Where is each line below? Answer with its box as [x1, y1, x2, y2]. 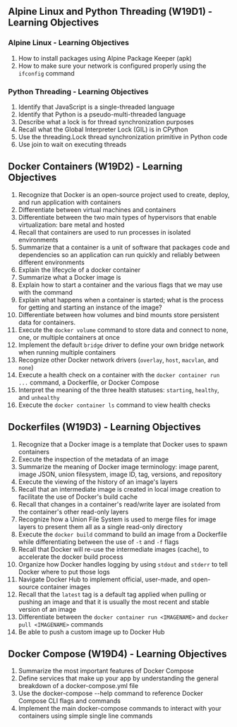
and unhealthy [18, 393, 60, 401]
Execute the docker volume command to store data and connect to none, [18, 325, 229, 334]
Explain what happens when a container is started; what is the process [18, 295, 224, 304]
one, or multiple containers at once [18, 333, 121, 341]
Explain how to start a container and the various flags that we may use [18, 280, 223, 289]
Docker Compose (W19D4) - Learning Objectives [8, 648, 227, 660]
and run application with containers [18, 198, 121, 206]
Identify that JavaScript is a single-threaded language [18, 102, 175, 111]
